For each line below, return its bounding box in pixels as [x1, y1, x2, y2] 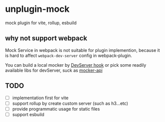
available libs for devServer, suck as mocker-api [5, 67, 102, 73]
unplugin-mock [5, 3, 70, 15]
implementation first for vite [12, 95, 69, 101]
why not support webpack [5, 34, 88, 42]
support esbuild [12, 111, 44, 117]
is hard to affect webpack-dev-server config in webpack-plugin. [5, 52, 132, 58]
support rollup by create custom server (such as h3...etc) [12, 100, 128, 106]
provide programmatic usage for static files [12, 106, 100, 112]
